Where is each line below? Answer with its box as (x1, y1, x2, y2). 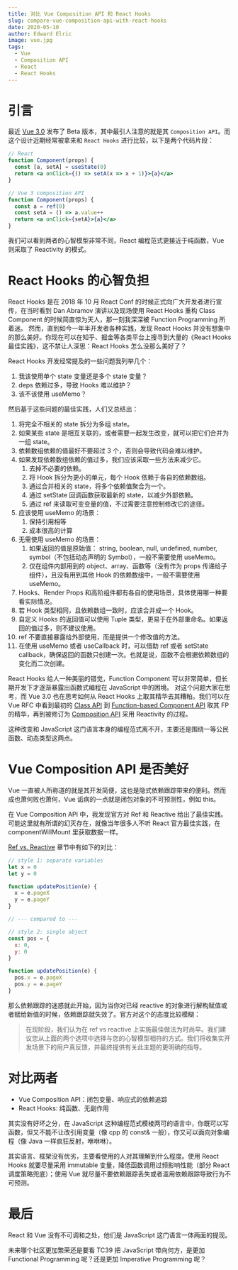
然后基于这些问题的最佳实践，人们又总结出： (8, 405, 139, 413)
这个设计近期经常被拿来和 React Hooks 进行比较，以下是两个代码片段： (8, 136, 215, 145)
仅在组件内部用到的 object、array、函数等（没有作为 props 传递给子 (28, 562, 227, 570)
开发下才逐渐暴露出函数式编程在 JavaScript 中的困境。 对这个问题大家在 (13, 683, 225, 692)
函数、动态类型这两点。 (8, 734, 76, 742)
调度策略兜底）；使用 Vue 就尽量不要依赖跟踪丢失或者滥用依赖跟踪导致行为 (8, 1169, 225, 1178)
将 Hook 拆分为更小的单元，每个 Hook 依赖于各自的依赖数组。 (28, 473, 210, 481)
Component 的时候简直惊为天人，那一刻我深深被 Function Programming (8, 315, 218, 324)
